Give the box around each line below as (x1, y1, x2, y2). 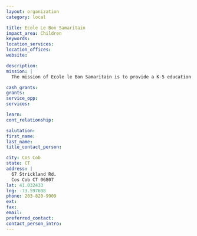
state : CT (6, 160, 31, 166)
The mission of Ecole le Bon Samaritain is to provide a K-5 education (11, 74, 192, 80)
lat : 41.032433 (6, 182, 44, 188)
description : (6, 63, 38, 68)
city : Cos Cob (6, 155, 41, 161)
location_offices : (6, 47, 51, 53)
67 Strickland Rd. (11, 171, 57, 177)
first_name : (6, 133, 35, 139)
